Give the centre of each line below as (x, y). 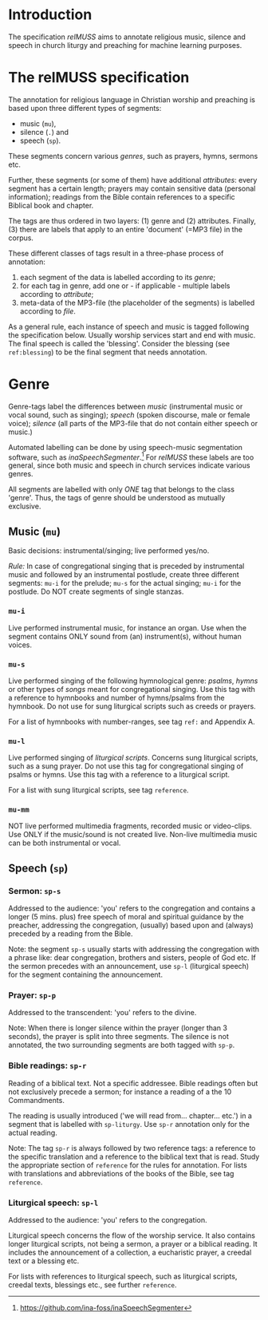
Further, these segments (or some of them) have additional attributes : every (133, 180)
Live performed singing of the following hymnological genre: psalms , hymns (133, 681)
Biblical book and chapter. (51, 205)
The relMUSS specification (99, 78)
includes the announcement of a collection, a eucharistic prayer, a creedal (130, 1253)
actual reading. (33, 1132)
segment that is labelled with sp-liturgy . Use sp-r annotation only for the (129, 1124)
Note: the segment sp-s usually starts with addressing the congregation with (134, 949)
